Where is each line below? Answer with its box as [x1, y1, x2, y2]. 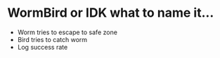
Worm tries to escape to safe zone [17, 28, 118, 36]
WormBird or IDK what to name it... [7, 5, 214, 21]
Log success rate [17, 43, 68, 51]
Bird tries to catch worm [17, 35, 88, 43]
